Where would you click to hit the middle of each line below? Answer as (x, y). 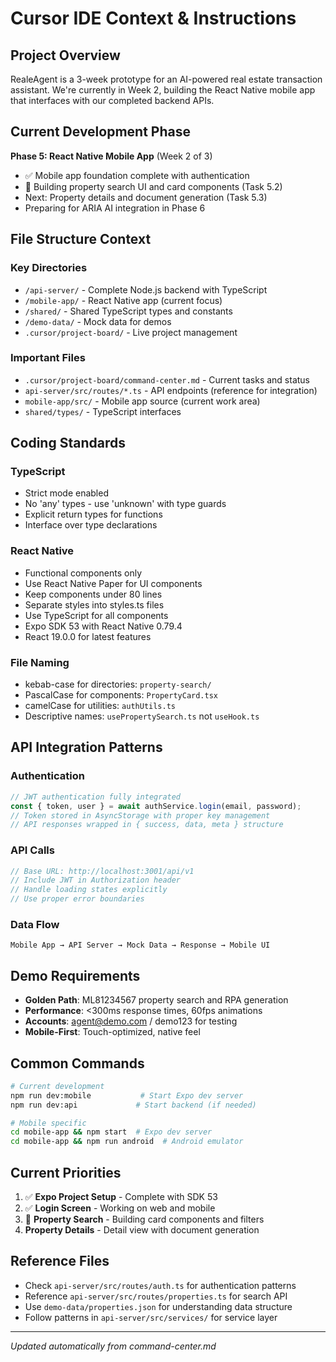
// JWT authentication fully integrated (96, 797)
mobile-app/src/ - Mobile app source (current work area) (142, 401)
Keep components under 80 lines (93, 594)
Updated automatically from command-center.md (113, 1346)
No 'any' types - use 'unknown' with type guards (125, 504)
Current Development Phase (100, 132)
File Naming (40, 662)
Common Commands (77, 1063)
